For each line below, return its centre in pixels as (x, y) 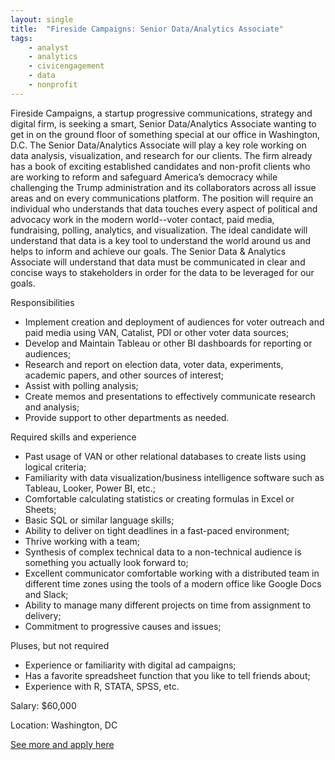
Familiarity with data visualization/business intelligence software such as (174, 477)
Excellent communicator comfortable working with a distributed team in (172, 573)
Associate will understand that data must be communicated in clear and (158, 262)
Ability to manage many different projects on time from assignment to (168, 605)
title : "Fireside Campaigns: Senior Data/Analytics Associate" (147, 29)
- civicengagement (66, 66)
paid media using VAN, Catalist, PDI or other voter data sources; (157, 332)
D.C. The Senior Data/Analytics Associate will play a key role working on (158, 145)
